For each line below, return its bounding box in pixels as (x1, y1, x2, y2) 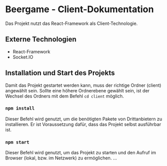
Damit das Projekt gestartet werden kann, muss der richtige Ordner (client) (5, 82, 161, 88)
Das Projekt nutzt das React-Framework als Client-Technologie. (5, 20, 138, 26)
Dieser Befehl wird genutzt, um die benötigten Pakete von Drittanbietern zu (5, 116, 162, 122)
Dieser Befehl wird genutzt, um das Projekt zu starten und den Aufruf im (5, 150, 156, 156)
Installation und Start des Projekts (5, 69, 115, 77)
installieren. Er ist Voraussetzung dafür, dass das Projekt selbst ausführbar (5, 121, 161, 127)
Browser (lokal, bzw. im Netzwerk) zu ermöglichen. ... (5, 155, 117, 161)
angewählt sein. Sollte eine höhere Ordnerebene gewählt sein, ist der (5, 87, 150, 93)
